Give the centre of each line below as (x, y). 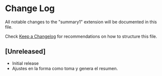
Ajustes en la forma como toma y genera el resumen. (65, 68)
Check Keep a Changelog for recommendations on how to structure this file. (81, 36)
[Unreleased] (25, 52)
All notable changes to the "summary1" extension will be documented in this (81, 22)
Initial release (25, 63)
